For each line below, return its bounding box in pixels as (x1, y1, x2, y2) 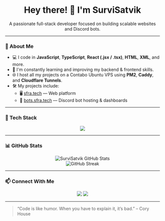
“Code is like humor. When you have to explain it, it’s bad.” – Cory (17, 206, 149, 212)
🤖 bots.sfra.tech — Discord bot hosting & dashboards (19, 97, 128, 103)
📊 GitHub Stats (5, 142, 43, 149)
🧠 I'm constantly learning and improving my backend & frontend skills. (12, 66, 154, 73)
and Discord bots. (64, 26, 101, 32)
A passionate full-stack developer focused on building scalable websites (9, 21, 156, 27)
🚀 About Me (5, 43, 34, 50)
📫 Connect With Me (5, 178, 55, 185)
